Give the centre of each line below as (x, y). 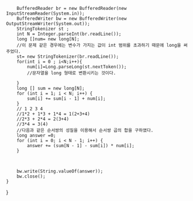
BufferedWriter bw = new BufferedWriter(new (72, 19)
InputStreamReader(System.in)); (45, 13)
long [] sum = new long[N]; (51, 88)
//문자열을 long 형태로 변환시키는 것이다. (72, 73)
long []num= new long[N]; (48, 39)
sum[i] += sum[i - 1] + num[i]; (67, 99)
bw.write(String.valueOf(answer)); (60, 171)
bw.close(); (31, 176)
